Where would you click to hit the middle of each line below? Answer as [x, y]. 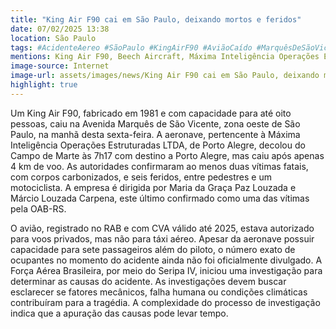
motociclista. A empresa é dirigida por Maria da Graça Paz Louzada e [153, 187]
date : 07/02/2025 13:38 [60, 29]
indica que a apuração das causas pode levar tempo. [119, 313]
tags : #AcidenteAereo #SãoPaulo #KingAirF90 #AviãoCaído [131, 47]
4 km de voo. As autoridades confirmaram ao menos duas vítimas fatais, [159, 166]
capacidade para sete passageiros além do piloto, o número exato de [153, 249]
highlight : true [44, 85]
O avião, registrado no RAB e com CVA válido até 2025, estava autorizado [162, 228]
